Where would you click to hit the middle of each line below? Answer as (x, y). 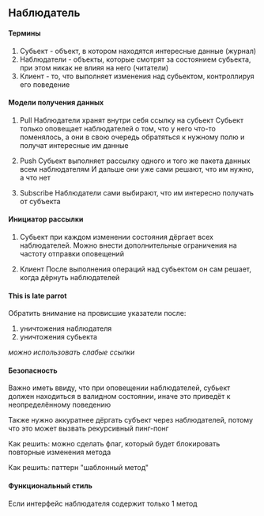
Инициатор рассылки (46, 219)
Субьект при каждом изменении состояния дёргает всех (116, 237)
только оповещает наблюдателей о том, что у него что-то (117, 128)
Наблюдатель (44, 13)
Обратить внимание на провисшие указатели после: (97, 313)
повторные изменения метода (60, 452)
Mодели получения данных (56, 103)
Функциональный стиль (50, 486)
